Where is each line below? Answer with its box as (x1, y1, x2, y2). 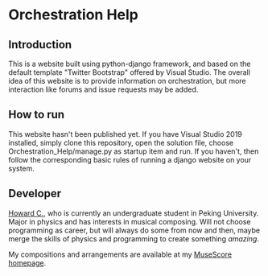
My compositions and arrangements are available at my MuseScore (8, 249, 232, 259)
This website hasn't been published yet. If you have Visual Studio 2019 (8, 129, 243, 138)
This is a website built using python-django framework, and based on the (8, 59, 251, 68)
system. (8, 163, 35, 173)
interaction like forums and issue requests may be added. (8, 84, 199, 94)
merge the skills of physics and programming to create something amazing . (8, 233, 260, 243)
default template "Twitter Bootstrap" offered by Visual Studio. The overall (8, 68, 251, 77)
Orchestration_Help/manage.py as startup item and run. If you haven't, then (8, 146, 259, 156)
